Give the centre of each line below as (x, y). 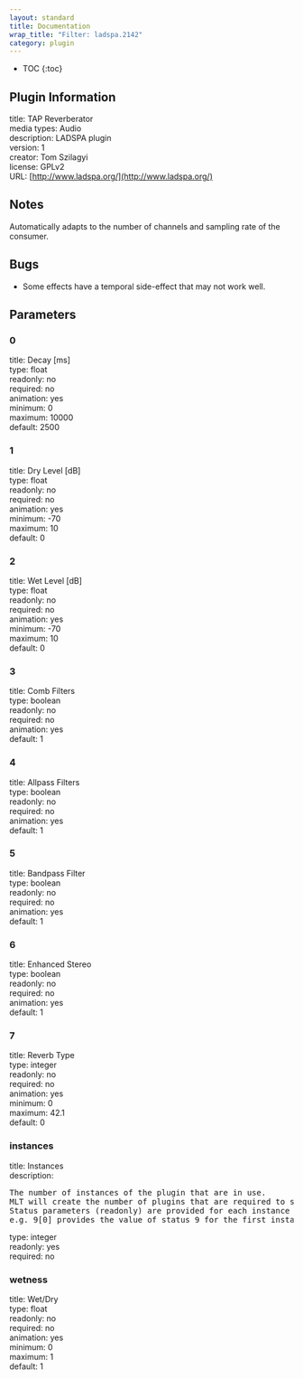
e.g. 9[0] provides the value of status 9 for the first (138, 1220)
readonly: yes (35, 1246)
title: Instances (37, 1166)
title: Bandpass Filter (47, 873)
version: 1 (27, 148)
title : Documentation (50, 26)
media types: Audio (46, 128)
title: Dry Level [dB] (45, 470)
